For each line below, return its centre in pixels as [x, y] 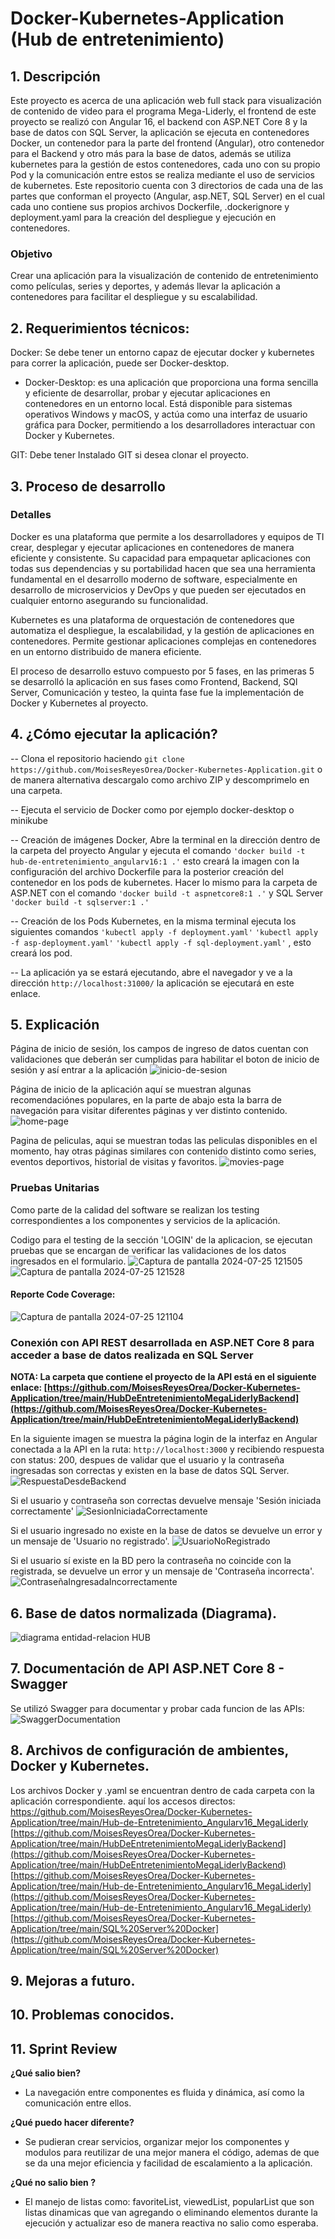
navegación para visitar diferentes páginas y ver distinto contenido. [149, 1111]
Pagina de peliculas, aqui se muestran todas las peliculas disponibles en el [164, 1141]
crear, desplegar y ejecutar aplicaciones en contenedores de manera [152, 547]
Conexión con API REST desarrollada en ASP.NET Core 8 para [162, 1342]
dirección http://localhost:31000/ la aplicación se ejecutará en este [152, 983]
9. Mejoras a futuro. [73, 1981]
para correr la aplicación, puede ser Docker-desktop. [120, 363]
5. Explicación [55, 1025]
